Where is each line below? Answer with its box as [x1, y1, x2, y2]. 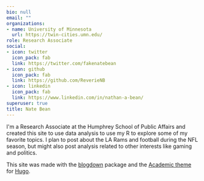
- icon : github [6, 66, 45, 72]
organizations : [6, 20, 45, 26]
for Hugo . [6, 167, 31, 175]
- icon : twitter [6, 49, 48, 55]
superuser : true [6, 100, 48, 106]
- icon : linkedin [6, 83, 51, 90]
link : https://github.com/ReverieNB [12, 77, 105, 83]
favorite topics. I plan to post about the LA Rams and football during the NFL [6, 136, 198, 143]
